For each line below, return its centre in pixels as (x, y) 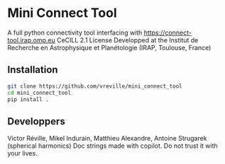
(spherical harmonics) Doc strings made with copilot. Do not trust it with (112, 146)
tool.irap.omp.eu (31, 40)
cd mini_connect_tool (39, 93)
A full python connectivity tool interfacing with (75, 33)
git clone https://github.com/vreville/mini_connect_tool (95, 86)
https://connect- (168, 33)
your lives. (22, 153)
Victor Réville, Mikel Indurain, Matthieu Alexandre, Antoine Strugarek (107, 139)
